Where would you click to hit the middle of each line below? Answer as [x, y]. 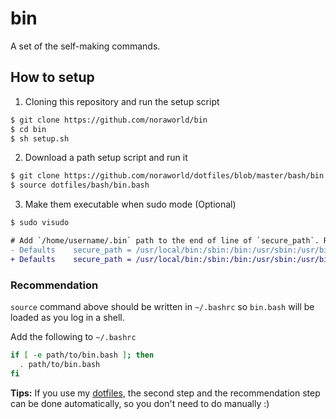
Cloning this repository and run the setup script [122, 101]
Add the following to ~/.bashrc [73, 336]
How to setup [52, 77]
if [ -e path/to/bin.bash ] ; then [82, 355]
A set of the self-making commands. [85, 46]
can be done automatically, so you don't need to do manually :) [140, 403]
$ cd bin [28, 129]
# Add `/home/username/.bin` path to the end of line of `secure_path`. [165, 241]
